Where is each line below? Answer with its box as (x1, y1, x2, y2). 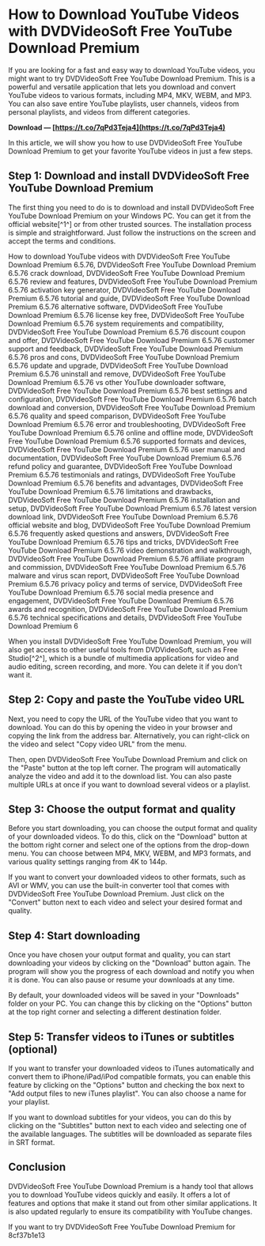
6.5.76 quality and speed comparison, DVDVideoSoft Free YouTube (8, 411, 227, 421)
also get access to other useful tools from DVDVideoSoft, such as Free (8, 644, 238, 654)
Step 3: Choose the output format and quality (8, 802, 236, 816)
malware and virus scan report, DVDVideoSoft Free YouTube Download (8, 571, 240, 580)
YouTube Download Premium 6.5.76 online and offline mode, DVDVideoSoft (8, 428, 253, 437)
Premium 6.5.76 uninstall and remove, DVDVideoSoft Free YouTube (8, 369, 226, 379)
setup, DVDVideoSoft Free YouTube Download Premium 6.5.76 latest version (8, 504, 257, 513)
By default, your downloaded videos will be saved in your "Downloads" (8, 991, 240, 1000)
